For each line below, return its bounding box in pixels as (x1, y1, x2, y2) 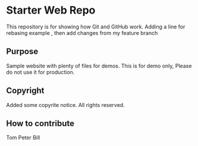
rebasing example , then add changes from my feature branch (6, 29, 158, 36)
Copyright (6, 86, 45, 96)
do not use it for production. (6, 69, 75, 76)
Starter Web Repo (6, 4, 96, 17)
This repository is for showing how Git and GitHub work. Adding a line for (6, 23, 186, 30)
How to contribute (6, 118, 75, 128)
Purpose (6, 47, 39, 57)
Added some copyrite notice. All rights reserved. (6, 101, 125, 108)
